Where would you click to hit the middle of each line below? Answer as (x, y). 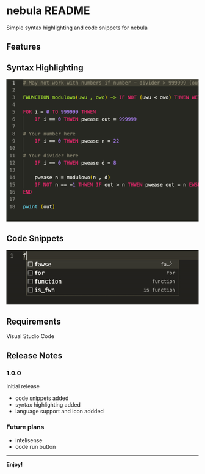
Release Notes (34, 355)
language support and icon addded (59, 411)
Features (23, 47)
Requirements (34, 321)
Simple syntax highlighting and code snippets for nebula (77, 28)
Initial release (23, 386)
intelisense (29, 440)
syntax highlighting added (48, 404)
